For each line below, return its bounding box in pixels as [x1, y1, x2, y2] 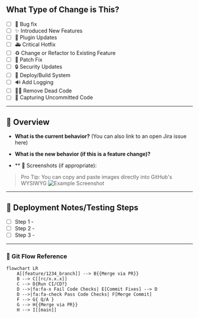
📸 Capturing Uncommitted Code [14, 94, 94, 101]
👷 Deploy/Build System [14, 72, 71, 79]
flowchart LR [6, 266, 38, 272]
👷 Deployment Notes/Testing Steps [6, 203, 139, 213]
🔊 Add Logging [14, 79, 54, 86]
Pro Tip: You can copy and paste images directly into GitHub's [20, 174, 173, 181]
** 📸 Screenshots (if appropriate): [14, 162, 97, 169]
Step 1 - [14, 218, 34, 225]
